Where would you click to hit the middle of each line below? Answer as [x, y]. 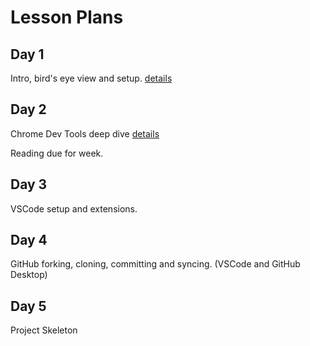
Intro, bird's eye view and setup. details [91, 78]
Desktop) [29, 275]
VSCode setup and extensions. [74, 208]
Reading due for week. [57, 153]
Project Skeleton [44, 330]
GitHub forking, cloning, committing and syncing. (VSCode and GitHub [155, 264]
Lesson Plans [67, 17]
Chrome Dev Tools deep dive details [85, 133]
